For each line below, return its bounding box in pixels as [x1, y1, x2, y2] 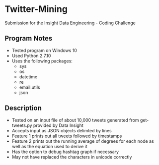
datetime [19, 73, 38, 80]
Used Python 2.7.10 [11, 53, 51, 58]
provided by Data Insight [33, 122, 84, 128]
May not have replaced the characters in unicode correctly [11, 154, 132, 160]
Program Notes [4, 34, 53, 43]
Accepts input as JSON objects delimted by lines [11, 127, 112, 133]
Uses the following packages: [11, 58, 73, 64]
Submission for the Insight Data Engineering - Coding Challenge [4, 20, 136, 26]
